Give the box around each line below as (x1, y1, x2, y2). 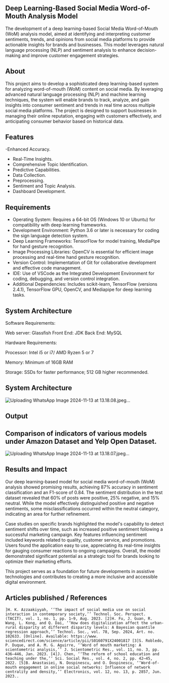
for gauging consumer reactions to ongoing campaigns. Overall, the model (5, 547, 161, 554)
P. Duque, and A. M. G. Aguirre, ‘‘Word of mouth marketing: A (5, 642, 142, 648)
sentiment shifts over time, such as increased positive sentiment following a (5, 526, 163, 532)
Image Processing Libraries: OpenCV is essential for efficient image (12, 249, 154, 255)
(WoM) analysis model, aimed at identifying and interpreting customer (5, 30, 151, 37)
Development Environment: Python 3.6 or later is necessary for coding (12, 227, 159, 234)
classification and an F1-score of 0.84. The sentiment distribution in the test (5, 489, 163, 496)
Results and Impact (5, 465, 67, 474)
